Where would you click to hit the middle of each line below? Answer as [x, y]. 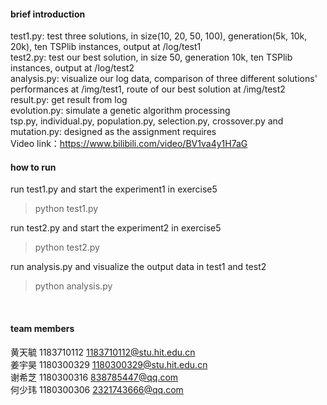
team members [42, 328]
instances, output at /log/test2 [72, 68]
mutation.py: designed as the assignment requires [113, 132]
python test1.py [66, 209]
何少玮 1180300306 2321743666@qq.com [97, 389]
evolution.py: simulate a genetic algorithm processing [120, 111]
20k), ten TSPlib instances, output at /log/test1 [106, 47]
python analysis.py [73, 286]
